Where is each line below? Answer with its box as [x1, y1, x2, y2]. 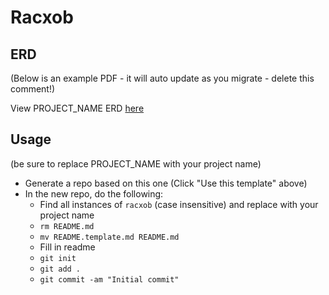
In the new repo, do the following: [24, 187, 164, 200]
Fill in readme [39, 241, 96, 253]
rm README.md [39, 221, 95, 231]
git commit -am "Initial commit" [39, 274, 180, 285]
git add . [39, 264, 82, 274]
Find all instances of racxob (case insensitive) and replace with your [39, 198, 319, 210]
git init [39, 253, 77, 263]
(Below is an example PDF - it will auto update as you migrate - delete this [10, 72, 315, 84]
